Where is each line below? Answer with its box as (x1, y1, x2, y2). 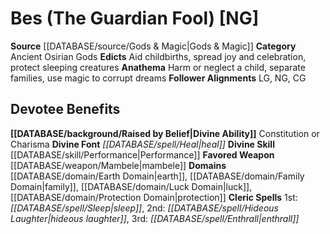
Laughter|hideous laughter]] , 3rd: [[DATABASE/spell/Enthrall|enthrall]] (10, 212, 300, 224)
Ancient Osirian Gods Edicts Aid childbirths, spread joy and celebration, (10, 50, 307, 62)
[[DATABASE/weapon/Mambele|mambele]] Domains (10, 159, 227, 171)
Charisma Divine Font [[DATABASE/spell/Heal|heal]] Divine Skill (10, 138, 275, 150)
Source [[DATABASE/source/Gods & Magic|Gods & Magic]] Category (10, 40, 297, 52)
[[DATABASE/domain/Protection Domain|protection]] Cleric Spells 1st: (10, 191, 298, 203)
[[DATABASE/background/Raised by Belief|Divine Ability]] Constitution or (10, 127, 320, 139)
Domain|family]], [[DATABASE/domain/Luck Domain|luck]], (10, 180, 253, 192)
